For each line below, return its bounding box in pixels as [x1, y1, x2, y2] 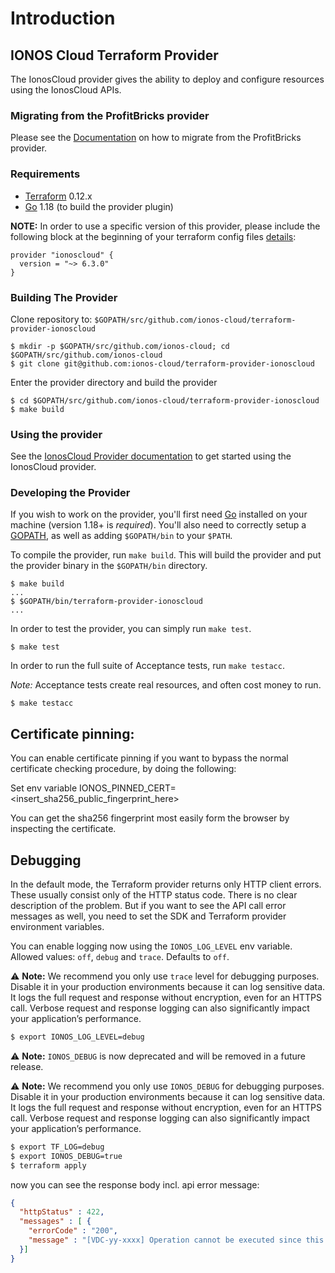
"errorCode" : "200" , [28, 1226, 118, 1236]
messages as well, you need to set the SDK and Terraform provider [10, 910, 287, 922]
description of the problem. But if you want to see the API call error [10, 900, 287, 912]
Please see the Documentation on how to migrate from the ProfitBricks [10, 132, 302, 144]
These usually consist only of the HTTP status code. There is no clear [10, 889, 298, 901]
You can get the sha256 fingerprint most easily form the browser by [10, 812, 290, 824]
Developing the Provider [10, 486, 131, 500]
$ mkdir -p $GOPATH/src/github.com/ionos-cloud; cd [10, 341, 230, 351]
